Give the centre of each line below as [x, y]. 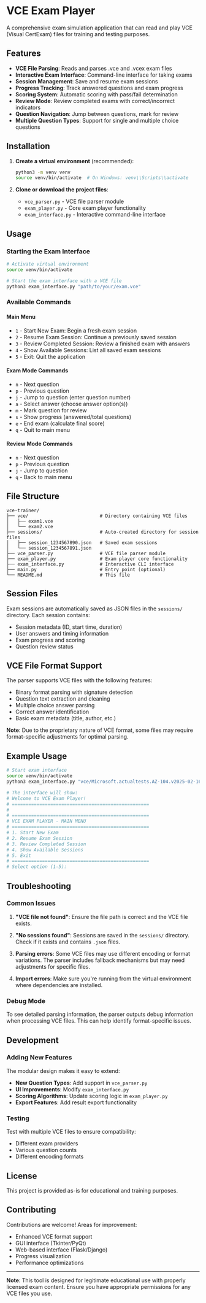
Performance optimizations [49, 1263]
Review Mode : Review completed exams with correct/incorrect [95, 101]
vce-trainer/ [23, 510]
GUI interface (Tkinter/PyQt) [51, 1243]
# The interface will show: [42, 793]
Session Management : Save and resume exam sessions [86, 81]
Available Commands [39, 302]
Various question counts [46, 1150]
